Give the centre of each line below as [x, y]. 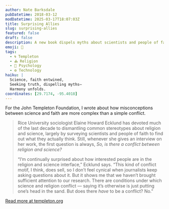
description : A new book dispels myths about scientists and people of [82, 43]
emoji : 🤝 [14, 47]
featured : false [22, 33]
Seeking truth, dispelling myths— [46, 84]
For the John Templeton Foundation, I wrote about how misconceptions [79, 108]
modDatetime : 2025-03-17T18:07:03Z [43, 19]
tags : [11, 52]
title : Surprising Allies [32, 24]
